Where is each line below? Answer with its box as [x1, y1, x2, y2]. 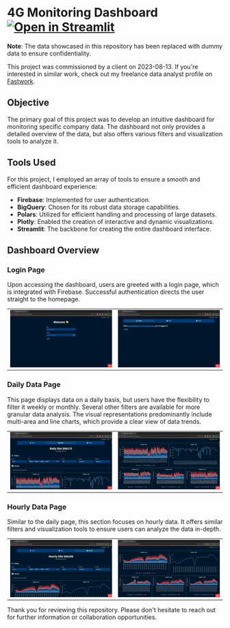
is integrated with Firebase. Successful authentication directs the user [7, 288, 205, 296]
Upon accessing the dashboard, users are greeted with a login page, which [7, 281, 219, 289]
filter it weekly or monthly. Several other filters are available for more [7, 403, 201, 411]
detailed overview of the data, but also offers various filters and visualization [7, 129, 223, 138]
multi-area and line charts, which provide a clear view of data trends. [7, 417, 202, 425]
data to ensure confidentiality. [7, 49, 91, 58]
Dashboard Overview [7, 244, 100, 256]
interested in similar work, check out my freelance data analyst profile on [7, 70, 213, 78]
